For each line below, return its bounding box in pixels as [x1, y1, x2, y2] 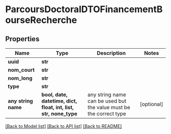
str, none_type [41, 110, 78, 117]
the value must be [87, 104, 131, 111]
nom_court [8, 66, 35, 73]
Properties [5, 35, 40, 43]
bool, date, [41, 91, 68, 98]
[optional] [139, 100, 163, 108]
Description [96, 50, 126, 56]
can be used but [87, 97, 126, 105]
